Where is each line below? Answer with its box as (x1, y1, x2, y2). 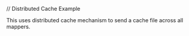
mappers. (6, 23, 31, 30)
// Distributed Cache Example (6, 5, 81, 12)
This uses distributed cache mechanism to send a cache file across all (6, 17, 183, 23)
